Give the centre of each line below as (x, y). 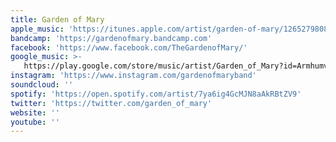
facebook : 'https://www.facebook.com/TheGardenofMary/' (129, 47)
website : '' (35, 112)
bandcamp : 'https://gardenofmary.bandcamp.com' (111, 38)
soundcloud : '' (42, 85)
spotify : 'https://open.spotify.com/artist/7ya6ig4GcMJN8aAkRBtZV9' (156, 94)
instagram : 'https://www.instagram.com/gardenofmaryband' (133, 76)
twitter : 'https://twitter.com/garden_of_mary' (111, 103)
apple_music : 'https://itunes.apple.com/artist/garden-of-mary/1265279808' (171, 29)
